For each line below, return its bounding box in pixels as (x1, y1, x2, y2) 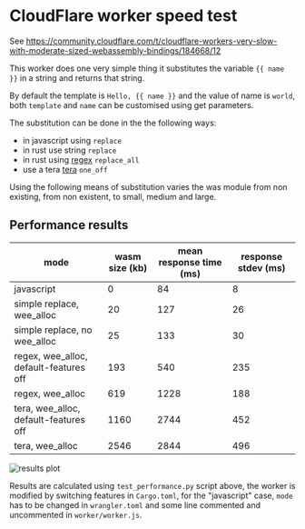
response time (158, 255, 222, 268)
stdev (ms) (237, 261, 286, 274)
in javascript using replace (22, 135, 123, 145)
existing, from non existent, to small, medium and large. (9, 191, 217, 202)
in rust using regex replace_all (22, 154, 140, 165)
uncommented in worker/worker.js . (9, 509, 143, 520)
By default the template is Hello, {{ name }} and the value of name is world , (9, 90, 296, 101)
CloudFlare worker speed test (9, 5, 238, 26)
